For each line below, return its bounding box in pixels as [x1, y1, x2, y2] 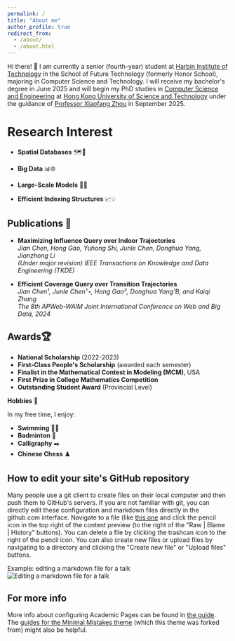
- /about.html [13, 43, 55, 50]
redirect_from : [7, 29, 52, 37]
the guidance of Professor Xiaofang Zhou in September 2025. [7, 100, 186, 107]
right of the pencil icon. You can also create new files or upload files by [7, 536, 213, 544]
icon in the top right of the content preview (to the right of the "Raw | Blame [7, 521, 226, 529]
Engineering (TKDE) [17, 266, 75, 275]
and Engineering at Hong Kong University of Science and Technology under [7, 92, 227, 100]
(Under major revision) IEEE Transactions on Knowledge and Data [17, 258, 209, 267]
